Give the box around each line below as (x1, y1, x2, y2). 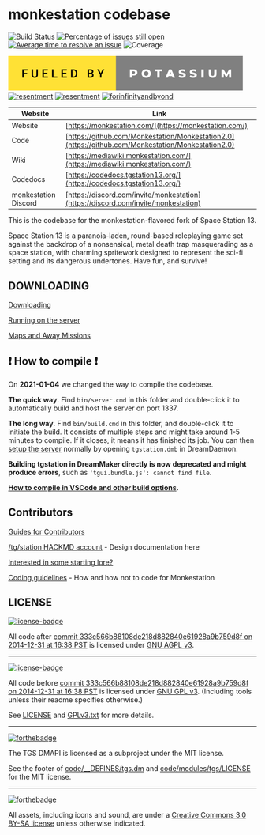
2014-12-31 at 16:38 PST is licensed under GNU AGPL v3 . (8, 640, 195, 650)
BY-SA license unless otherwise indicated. (8, 818, 146, 828)
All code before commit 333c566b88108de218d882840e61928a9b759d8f (8, 678, 249, 688)
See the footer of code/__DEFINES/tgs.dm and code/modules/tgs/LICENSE (8, 764, 251, 773)
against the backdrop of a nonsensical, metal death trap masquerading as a (8, 240, 254, 249)
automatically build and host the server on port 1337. (8, 403, 179, 413)
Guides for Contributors (8, 527, 85, 536)
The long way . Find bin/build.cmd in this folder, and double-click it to (8, 418, 234, 428)
